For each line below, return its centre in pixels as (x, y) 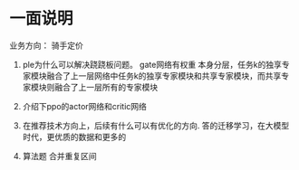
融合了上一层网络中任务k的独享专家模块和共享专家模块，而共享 (164, 76)
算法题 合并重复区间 (59, 156)
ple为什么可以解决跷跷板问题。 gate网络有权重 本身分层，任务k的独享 (152, 64)
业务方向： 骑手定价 (46, 45)
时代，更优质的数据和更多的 (74, 137)
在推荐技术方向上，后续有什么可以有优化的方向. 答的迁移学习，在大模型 (156, 125)
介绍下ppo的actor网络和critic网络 (85, 106)
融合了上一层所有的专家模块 (106, 87)
